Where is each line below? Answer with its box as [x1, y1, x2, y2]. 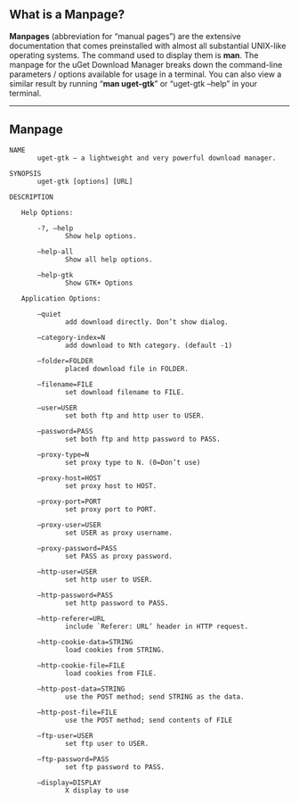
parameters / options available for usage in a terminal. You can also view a [9, 69, 282, 79]
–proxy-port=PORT [36, 497, 101, 506]
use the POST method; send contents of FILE [65, 716, 233, 725]
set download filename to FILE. [65, 387, 185, 396]
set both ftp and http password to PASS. [65, 435, 221, 443]
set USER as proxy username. [65, 528, 174, 537]
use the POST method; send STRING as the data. [65, 692, 245, 701]
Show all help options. [65, 254, 153, 264]
